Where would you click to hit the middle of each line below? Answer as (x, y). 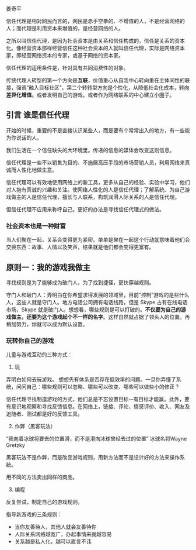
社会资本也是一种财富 (36, 226)
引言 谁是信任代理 (38, 115)
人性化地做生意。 (36, 170)
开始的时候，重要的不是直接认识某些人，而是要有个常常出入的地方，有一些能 (98, 130)
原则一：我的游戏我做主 (48, 267)
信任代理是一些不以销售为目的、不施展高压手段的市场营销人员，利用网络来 (95, 162)
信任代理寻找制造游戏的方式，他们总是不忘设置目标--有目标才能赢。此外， (95, 399)
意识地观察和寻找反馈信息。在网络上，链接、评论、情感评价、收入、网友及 (100, 407)
